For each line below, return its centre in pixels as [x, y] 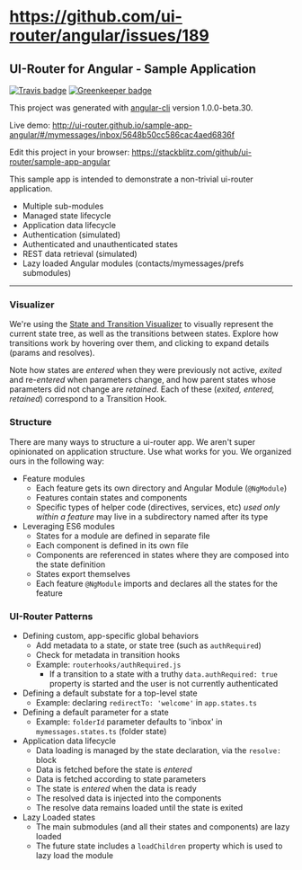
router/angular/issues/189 [109, 36]
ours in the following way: [57, 461]
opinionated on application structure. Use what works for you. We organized [151, 451]
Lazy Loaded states [59, 817]
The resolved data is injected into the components [129, 798]
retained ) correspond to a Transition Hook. [89, 399]
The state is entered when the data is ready [116, 788]
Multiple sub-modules [63, 206]
